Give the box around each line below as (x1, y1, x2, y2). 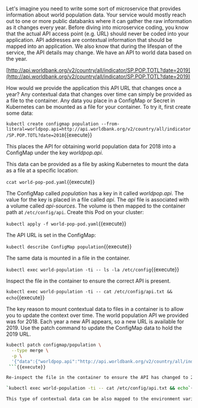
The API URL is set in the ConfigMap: (6, 232, 96, 238)
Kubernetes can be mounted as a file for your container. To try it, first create (6, 103, 191, 110)
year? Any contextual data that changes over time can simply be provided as (6, 91, 192, 98)
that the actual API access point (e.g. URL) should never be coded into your (6, 30, 190, 37)
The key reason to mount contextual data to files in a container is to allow (6, 306, 184, 312)
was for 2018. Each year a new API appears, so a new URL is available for (6, 318, 184, 325)
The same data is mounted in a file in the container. (6, 254, 131, 261)
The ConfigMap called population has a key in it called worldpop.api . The (6, 190, 184, 197)
